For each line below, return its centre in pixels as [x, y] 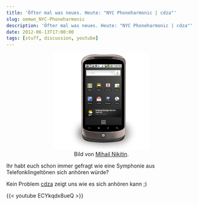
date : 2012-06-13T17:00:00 [40, 32]
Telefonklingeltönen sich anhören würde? [58, 172]
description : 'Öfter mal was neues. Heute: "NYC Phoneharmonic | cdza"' [100, 25]
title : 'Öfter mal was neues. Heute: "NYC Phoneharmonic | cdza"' [91, 13]
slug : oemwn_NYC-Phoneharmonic [46, 19]
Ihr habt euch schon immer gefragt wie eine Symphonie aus [81, 166]
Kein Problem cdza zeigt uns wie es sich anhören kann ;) [77, 184]
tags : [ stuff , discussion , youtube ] [52, 38]
